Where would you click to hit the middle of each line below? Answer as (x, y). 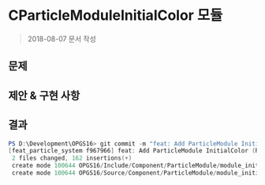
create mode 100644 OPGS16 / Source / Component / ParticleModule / (114, 173)
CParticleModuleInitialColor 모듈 (116, 15)
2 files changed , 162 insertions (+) (72, 158)
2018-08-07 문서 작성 (62, 39)
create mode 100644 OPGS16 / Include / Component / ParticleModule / (116, 166)
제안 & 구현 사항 (44, 95)
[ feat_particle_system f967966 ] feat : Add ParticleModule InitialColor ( (132, 151)
